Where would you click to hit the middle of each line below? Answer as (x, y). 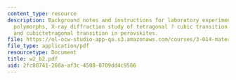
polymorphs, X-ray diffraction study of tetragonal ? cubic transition (121, 26)
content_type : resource (42, 14)
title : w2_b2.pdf (33, 59)
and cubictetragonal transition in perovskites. (86, 33)
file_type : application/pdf (48, 46)
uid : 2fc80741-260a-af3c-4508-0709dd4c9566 (72, 65)
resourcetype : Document (42, 53)
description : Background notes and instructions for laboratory (103, 20)
